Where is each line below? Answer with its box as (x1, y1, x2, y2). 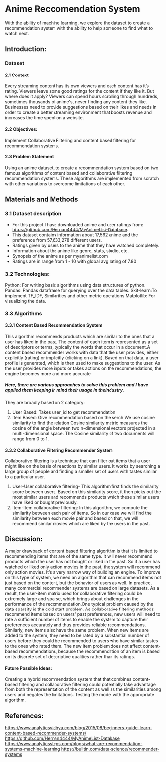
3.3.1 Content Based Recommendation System (5, 322, 103, 328)
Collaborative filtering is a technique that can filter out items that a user (5, 458, 150, 464)
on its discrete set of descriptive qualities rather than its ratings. (5, 653, 135, 659)
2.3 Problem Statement (5, 154, 54, 160)
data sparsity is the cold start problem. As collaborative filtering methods (5, 606, 154, 612)
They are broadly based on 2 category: (5, 399, 85, 405)
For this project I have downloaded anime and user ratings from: (12, 221, 144, 227)
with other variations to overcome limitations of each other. (5, 180, 125, 187)
